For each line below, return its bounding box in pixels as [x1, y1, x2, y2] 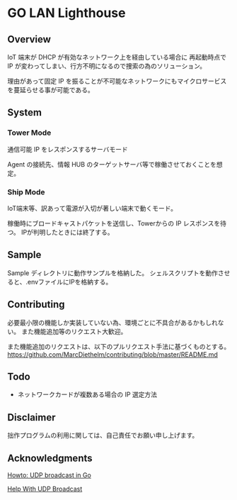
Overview [7, 33, 52, 45]
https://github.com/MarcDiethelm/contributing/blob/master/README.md [7, 350, 218, 359]
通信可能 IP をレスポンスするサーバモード [7, 145, 129, 153]
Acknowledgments [7, 452, 93, 464]
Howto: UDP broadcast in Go [7, 471, 92, 479]
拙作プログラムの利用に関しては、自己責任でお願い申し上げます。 [7, 431, 199, 440]
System [7, 106, 42, 118]
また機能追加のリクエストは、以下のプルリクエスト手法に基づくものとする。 [7, 342, 231, 350]
